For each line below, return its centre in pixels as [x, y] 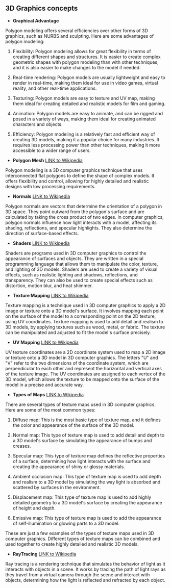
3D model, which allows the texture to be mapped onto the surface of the [82, 379]
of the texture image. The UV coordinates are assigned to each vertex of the [86, 374]
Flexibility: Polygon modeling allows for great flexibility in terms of [82, 51]
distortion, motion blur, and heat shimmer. [49, 286]
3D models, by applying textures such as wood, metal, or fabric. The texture [85, 327]
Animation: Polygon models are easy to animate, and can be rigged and [88, 113]
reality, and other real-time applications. [55, 88]
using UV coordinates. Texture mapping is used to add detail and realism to [84, 321]
